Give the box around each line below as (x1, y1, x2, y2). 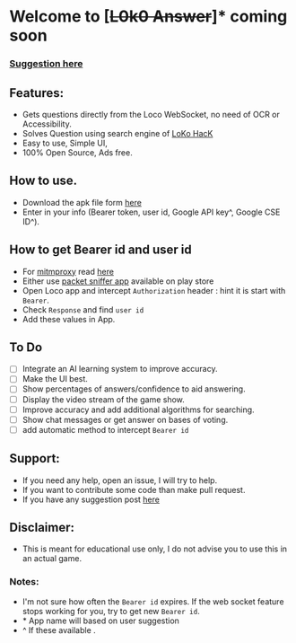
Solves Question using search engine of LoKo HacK (22, 128, 213, 138)
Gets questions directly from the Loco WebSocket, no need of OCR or (22, 109, 281, 119)
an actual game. (22, 553, 83, 564)
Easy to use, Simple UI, (22, 137, 108, 148)
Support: (9, 451, 60, 466)
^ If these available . (22, 624, 96, 635)
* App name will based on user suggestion (22, 615, 179, 626)
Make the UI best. (22, 374, 88, 384)
